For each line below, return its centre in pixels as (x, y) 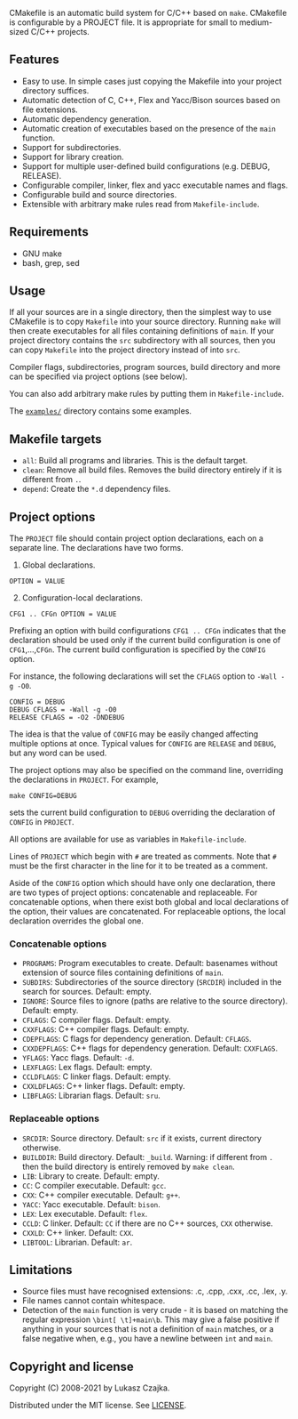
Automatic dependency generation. (86, 118)
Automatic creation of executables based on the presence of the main (149, 128)
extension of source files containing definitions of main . (123, 972)
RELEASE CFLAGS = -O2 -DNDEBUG (67, 718)
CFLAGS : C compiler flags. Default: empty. (96, 1020)
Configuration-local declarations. (82, 598)
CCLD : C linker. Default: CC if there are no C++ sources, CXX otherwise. (147, 1223)
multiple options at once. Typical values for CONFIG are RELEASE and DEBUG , (143, 744)
